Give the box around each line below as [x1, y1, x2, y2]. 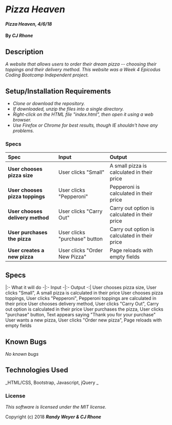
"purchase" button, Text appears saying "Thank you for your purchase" [5, 312, 156, 318]
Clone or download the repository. [12, 100, 85, 106]
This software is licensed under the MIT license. [5, 404, 106, 410]
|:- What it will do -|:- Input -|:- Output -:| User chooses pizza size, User [5, 285, 157, 291]
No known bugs [5, 351, 39, 357]
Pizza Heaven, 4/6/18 [5, 21, 52, 27]
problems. [12, 128, 34, 134]
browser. [12, 117, 32, 123]
